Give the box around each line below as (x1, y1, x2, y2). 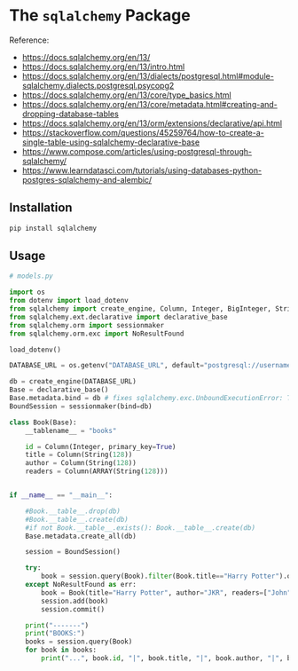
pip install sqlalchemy (9, 224, 98, 233)
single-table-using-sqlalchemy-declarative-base (21, 137, 200, 147)
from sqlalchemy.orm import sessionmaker (9, 320, 165, 329)
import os (9, 288, 46, 297)
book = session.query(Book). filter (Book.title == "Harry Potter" (41, 572, 279, 581)
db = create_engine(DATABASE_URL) (9, 377, 137, 386)
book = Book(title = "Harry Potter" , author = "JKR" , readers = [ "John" (41, 588, 292, 597)
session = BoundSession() (25, 548, 122, 557)
